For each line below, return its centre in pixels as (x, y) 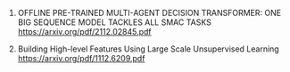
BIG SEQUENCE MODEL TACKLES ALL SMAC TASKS (114, 22)
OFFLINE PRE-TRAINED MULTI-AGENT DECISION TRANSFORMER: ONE (149, 13)
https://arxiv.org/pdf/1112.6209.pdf (81, 58)
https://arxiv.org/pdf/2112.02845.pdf (84, 32)
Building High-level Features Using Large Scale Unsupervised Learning (148, 49)
